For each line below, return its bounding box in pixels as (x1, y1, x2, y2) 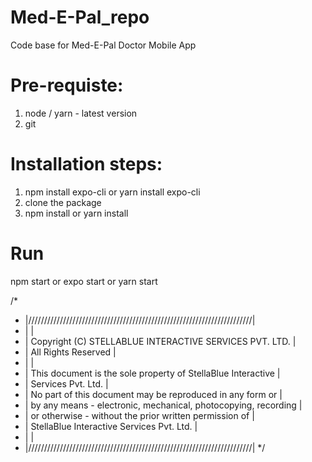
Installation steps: (10, 153, 163, 176)
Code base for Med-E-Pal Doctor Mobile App (10, 39, 197, 51)
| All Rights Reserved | (24, 346, 117, 358)
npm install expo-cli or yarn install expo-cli (24, 186, 201, 198)
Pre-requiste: (10, 74, 124, 97)
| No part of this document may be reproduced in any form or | (24, 388, 283, 400)
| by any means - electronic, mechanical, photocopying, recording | (24, 399, 303, 411)
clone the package (24, 196, 102, 208)
